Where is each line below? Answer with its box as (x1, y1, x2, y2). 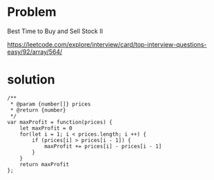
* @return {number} (10, 106, 67, 114)
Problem (7, 4, 57, 20)
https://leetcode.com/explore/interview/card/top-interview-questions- (7, 40, 207, 48)
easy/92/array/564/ (7, 48, 63, 56)
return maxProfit (19, 161, 70, 168)
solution (7, 72, 55, 88)
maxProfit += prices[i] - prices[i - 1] (43, 143, 162, 150)
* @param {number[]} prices (10, 101, 91, 108)
